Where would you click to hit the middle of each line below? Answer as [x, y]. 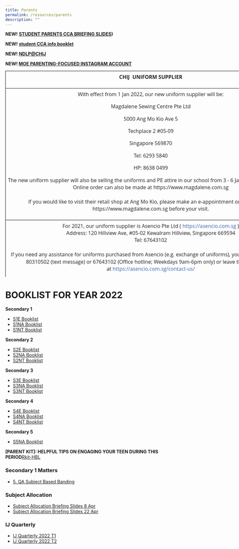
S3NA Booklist [28, 386]
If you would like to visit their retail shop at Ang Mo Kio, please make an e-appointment [131, 201]
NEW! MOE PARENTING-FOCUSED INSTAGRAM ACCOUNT [68, 64]
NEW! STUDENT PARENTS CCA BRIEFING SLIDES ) [59, 34]
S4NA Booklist [28, 416]
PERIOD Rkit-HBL [23, 457]
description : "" [22, 19]
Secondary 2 [19, 340]
